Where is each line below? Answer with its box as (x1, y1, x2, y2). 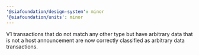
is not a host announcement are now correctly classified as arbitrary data (6, 37, 185, 44)
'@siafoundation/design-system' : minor (6, 8, 105, 15)
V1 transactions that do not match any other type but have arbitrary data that (6, 30, 193, 37)
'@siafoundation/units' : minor (6, 14, 84, 20)
